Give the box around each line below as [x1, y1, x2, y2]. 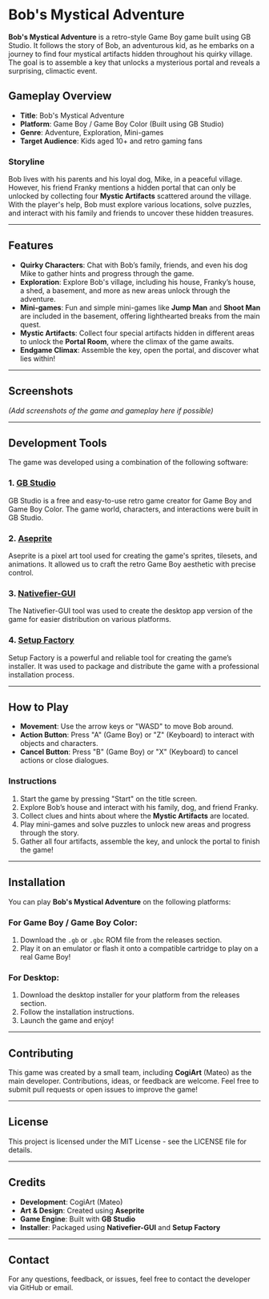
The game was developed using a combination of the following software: [8, 458, 249, 467]
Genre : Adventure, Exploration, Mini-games [19, 127, 164, 137]
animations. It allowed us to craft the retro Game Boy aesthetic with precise [8, 559, 256, 569]
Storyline [8, 156, 46, 167]
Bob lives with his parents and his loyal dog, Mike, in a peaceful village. [8, 174, 243, 184]
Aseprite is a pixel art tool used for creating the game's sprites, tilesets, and [8, 551, 258, 561]
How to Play [8, 700, 70, 714]
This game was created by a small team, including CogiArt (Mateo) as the [8, 1068, 252, 1077]
